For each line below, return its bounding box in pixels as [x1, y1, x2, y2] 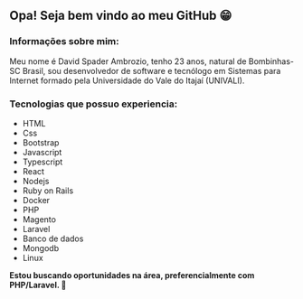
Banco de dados [22, 233, 84, 244]
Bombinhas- [248, 55, 295, 67]
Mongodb [22, 242, 60, 253]
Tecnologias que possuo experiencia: [9, 98, 178, 110]
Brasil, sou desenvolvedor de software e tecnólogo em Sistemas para [22, 65, 281, 76]
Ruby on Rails [22, 185, 74, 196]
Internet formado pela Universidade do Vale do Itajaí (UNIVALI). [9, 75, 245, 86]
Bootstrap [22, 136, 60, 148]
